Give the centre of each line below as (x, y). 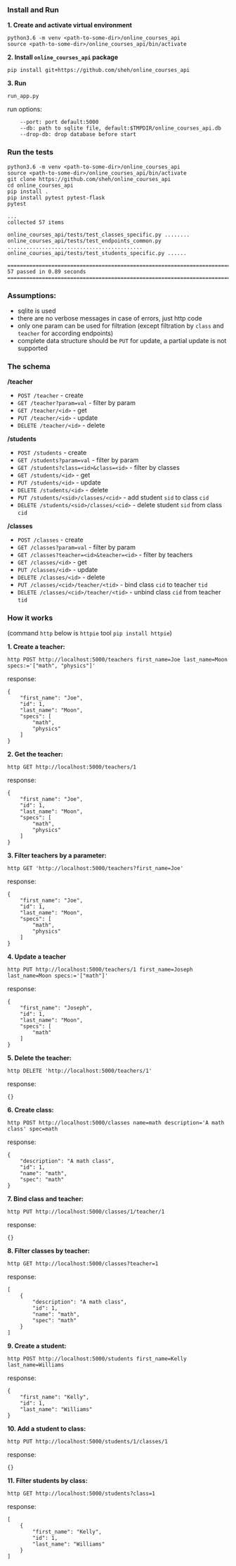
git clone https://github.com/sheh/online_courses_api (89, 179)
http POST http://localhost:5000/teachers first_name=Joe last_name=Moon (118, 660)
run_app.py (23, 97)
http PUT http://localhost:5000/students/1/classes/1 (88, 1442)
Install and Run (33, 10)
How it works (30, 618)
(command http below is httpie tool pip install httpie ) (90, 633)
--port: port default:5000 (59, 122)
